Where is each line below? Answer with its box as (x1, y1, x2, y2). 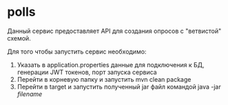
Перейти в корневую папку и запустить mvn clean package (17, 75, 191, 83)
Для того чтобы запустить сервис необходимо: (7, 47, 147, 56)
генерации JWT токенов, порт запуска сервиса (17, 68, 157, 76)
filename (17, 90, 43, 98)
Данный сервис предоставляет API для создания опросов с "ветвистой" (7, 27, 222, 35)
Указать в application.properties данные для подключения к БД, (17, 60, 205, 69)
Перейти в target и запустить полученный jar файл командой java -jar (17, 82, 222, 91)
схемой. (7, 34, 31, 42)
